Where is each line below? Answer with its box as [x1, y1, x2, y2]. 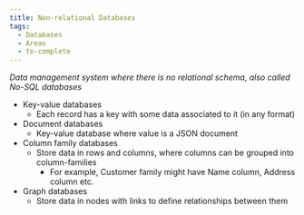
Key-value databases [22, 99, 103, 110]
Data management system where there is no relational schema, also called [9, 72, 290, 83]
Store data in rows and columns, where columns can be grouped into [35, 147, 295, 159]
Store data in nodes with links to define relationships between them [35, 196, 289, 207]
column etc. [49, 176, 94, 187]
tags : [9, 22, 30, 31]
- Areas [17, 38, 47, 48]
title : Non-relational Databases [9, 13, 136, 23]
